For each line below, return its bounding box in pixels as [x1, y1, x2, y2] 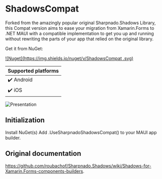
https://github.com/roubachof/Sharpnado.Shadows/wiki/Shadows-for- [5, 162, 152, 169]
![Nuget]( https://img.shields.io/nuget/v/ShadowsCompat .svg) [5, 55, 134, 61]
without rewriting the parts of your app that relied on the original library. [5, 36, 153, 42]
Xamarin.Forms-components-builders [5, 168, 84, 174]
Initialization [5, 116, 45, 125]
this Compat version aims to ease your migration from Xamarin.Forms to [5, 25, 154, 31]
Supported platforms [8, 67, 59, 74]
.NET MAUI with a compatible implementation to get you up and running [5, 30, 154, 36]
